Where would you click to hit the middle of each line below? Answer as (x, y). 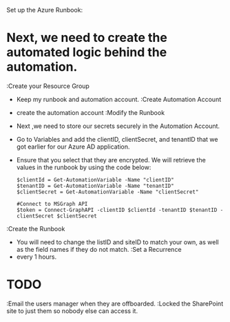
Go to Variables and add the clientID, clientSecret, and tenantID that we (117, 139)
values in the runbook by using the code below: (84, 167)
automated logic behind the (87, 53)
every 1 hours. (36, 257)
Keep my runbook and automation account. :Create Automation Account (119, 99)
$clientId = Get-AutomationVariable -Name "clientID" (95, 180)
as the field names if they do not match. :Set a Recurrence (99, 249)
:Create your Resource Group (48, 86)
